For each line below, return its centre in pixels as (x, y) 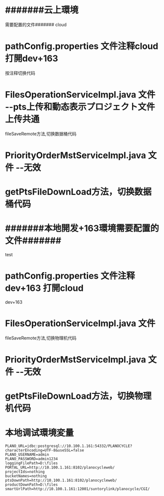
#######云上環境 (42, 10)
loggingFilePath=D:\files (31, 463)
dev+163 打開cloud (44, 288)
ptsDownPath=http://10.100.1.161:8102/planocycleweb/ (61, 481)
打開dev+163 (32, 59)
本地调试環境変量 (40, 433)
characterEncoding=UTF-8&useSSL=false (45, 450)
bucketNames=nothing (26, 476)
